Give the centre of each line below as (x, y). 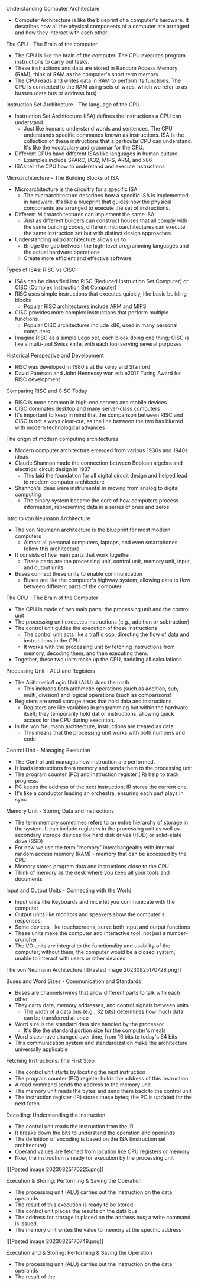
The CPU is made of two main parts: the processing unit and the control (102, 609)
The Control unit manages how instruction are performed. (85, 762)
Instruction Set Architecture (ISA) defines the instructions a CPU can (98, 116)
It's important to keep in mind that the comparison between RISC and (99, 415)
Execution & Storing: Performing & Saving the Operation (74, 1181)
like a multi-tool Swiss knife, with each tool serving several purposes (98, 344)
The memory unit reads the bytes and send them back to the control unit (103, 1091)
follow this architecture (51, 549)
